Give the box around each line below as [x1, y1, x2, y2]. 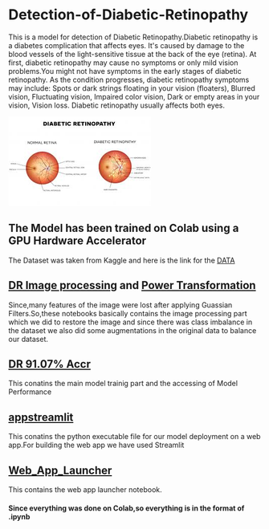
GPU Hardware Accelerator [8, 234, 147, 248]
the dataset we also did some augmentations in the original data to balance [8, 325, 257, 335]
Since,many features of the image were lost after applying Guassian [8, 299, 233, 310]
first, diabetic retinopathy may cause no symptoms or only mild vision [8, 58, 238, 67]
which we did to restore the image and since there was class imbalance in [8, 317, 253, 327]
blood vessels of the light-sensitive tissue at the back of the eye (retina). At [8, 49, 257, 59]
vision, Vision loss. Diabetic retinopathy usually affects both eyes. [8, 100, 225, 110]
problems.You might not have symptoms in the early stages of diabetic [8, 66, 243, 75]
